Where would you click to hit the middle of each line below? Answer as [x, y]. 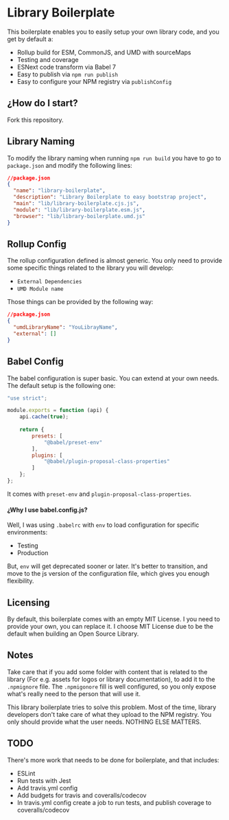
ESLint [26, 773]
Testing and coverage [48, 59]
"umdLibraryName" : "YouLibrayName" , [65, 327]
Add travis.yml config [47, 788]
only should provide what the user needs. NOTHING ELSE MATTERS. [104, 722]
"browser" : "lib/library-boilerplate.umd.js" [80, 216]
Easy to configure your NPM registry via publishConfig [94, 81]
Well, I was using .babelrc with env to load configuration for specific [103, 525]
